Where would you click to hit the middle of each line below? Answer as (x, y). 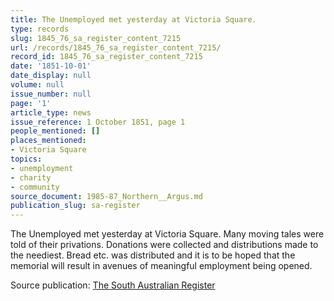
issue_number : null (51, 94)
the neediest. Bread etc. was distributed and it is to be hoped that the (153, 255)
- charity (31, 177)
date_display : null (51, 76)
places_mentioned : (48, 141)
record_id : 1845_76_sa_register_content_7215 (106, 57)
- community (35, 187)
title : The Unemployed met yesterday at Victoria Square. (133, 19)
